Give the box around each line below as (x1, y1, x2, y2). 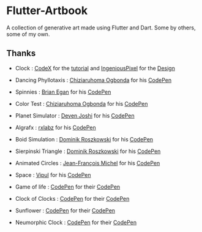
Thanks (6, 48, 36, 59)
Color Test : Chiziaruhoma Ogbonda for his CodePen (15, 100, 148, 107)
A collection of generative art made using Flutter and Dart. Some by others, (6, 24, 196, 31)
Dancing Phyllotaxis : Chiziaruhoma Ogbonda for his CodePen (15, 76, 172, 83)
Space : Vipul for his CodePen (15, 171, 91, 178)
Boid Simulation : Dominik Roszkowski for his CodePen (15, 135, 154, 143)
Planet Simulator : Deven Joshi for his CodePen (15, 111, 135, 119)
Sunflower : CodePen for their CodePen (15, 206, 115, 214)
